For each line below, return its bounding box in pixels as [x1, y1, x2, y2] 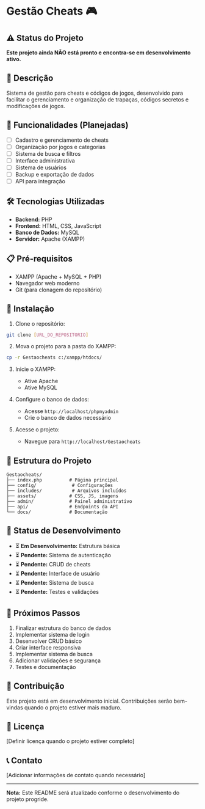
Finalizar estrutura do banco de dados [15, 624, 112, 632]
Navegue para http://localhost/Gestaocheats [24, 437, 141, 445]
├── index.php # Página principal [6, 477, 119, 483]
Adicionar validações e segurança [15, 657, 101, 664]
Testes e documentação [15, 663, 76, 670]
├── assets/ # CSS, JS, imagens [6, 493, 119, 499]
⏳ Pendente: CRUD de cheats [15, 560, 91, 568]
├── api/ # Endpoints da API [6, 504, 119, 510]
